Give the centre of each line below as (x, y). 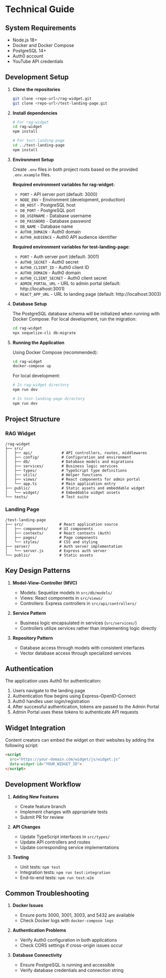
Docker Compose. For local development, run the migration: (74, 319)
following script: (22, 745)
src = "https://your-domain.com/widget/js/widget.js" (65, 759)
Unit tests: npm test (40, 867)
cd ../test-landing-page (38, 145)
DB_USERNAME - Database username (56, 216)
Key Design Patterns (38, 571)
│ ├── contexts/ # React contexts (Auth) (58, 533)
